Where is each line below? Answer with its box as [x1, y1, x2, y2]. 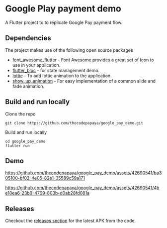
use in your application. [12, 62, 61, 68]
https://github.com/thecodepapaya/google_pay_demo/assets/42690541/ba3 [5, 170, 162, 176]
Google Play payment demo [5, 3, 122, 14]
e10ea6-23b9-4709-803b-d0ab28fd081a [5, 190, 90, 196]
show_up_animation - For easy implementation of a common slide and [12, 78, 156, 84]
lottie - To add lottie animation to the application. [12, 73, 112, 79]
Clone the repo [5, 111, 36, 117]
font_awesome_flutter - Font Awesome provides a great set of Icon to [12, 57, 154, 63]
